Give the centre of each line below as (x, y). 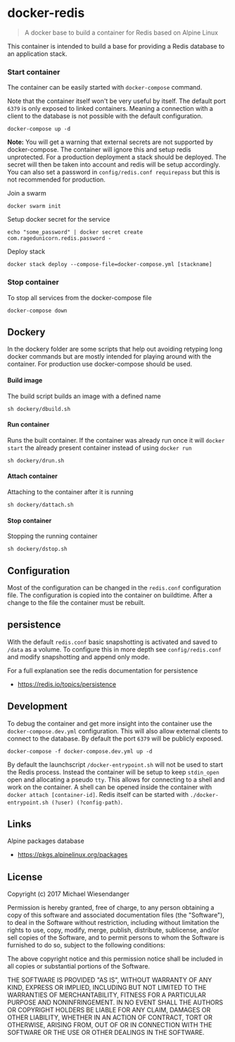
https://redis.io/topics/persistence (67, 684)
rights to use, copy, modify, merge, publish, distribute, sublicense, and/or (113, 930)
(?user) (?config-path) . (87, 802)
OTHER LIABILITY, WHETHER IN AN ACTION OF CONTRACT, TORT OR (110, 1017)
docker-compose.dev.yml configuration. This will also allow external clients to (118, 731)
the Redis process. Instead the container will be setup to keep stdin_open (113, 772)
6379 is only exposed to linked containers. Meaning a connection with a (110, 109)
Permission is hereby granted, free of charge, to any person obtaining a (111, 908)
